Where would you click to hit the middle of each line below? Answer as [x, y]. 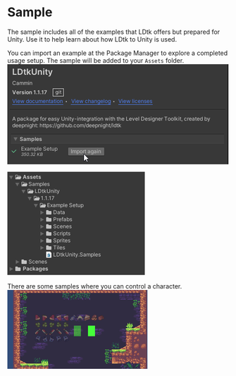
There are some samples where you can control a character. [95, 286]
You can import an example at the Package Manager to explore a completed [118, 53]
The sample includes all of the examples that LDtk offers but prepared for [114, 32]
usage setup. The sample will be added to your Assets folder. [96, 60]
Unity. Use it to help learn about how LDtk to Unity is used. [92, 39]
